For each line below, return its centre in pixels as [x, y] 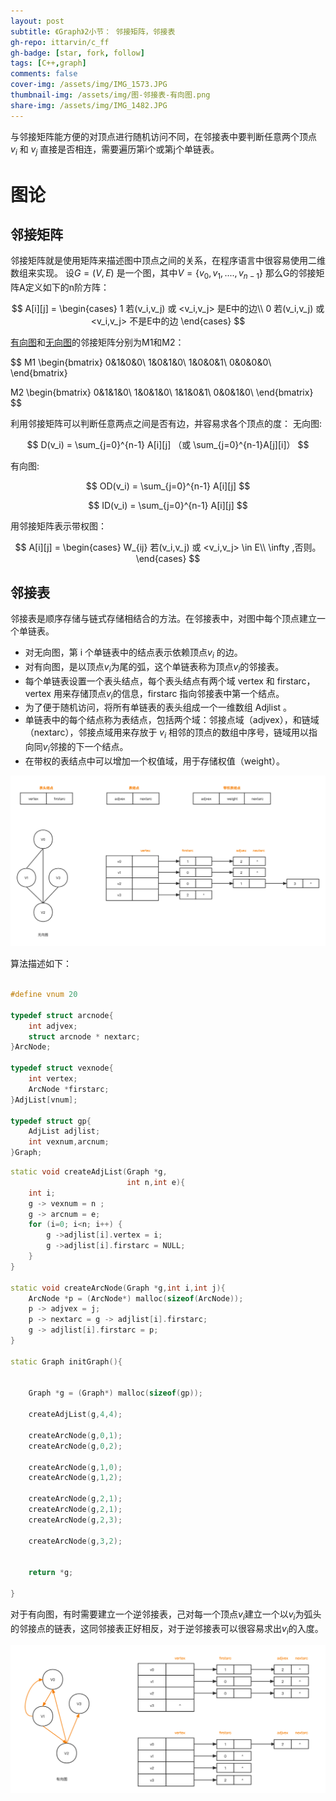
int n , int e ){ [156, 1182]
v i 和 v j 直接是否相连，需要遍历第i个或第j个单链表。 [115, 150]
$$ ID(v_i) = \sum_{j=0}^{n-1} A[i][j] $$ [168, 506]
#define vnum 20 [44, 995]
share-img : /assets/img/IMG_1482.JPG [89, 105]
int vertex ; [53, 1079]
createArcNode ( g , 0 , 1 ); [75, 1435]
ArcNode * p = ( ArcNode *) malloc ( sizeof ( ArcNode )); [136, 1298]
